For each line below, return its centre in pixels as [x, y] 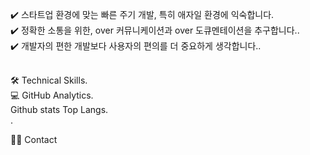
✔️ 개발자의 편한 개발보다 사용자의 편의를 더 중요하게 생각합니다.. [136, 46]
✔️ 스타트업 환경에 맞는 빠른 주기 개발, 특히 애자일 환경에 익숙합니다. [142, 14]
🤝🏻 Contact [34, 139]
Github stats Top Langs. [59, 109]
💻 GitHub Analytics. [52, 95]
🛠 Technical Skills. [49, 80]
